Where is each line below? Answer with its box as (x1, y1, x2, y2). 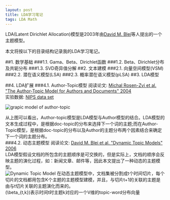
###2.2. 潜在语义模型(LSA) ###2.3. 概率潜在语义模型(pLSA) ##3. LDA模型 (5, 72, 159, 78)
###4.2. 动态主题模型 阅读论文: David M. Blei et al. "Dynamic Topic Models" (5, 140, 163, 146)
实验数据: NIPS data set (5, 94, 54, 100)
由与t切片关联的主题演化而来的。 (5, 183, 73, 189)
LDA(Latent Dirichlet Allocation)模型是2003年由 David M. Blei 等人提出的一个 (5, 31, 162, 37)
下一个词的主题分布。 (5, 133, 50, 139)
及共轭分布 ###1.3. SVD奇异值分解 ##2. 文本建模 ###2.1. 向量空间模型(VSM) (5, 65, 164, 71)
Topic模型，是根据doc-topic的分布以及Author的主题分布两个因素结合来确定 (5, 127, 162, 133)
